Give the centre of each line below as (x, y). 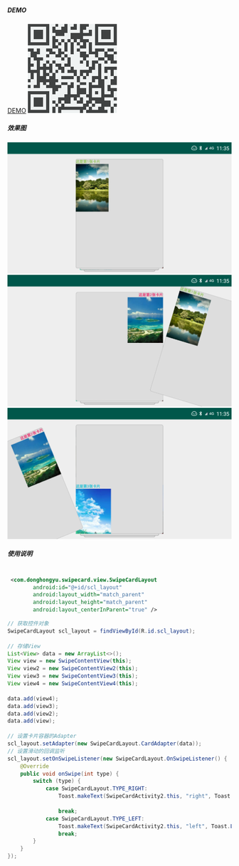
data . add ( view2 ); (33, 714)
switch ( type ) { (57, 781)
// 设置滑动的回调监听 (36, 751)
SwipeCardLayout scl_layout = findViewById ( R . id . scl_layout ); (101, 631)
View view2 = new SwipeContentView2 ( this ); (73, 669)
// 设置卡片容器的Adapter (42, 736)
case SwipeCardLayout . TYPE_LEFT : (95, 818)
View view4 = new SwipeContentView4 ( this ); (73, 684)
